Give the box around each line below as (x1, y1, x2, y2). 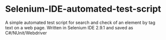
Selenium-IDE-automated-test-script (5, 3, 162, 15)
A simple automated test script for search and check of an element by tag (5, 20, 156, 25)
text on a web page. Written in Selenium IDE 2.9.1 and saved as (5, 24, 133, 30)
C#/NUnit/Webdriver (5, 30, 47, 36)
